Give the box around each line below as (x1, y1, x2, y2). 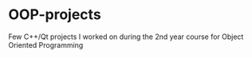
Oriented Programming (8, 40, 84, 49)
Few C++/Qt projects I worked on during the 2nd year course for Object (8, 32, 244, 41)
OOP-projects (8, 6, 101, 24)
